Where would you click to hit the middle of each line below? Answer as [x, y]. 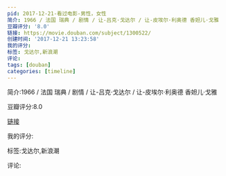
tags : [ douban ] [29, 65]
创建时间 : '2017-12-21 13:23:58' [53, 39]
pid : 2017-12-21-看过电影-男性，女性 [57, 13]
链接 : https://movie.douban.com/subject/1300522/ [79, 33]
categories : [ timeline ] [42, 71]
